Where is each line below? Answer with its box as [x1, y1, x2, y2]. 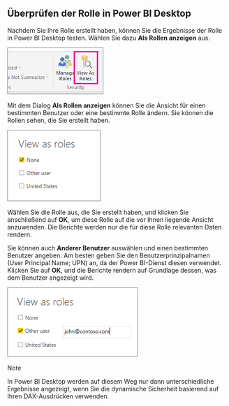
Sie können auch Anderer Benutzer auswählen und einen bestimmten [7, 243, 209, 252]
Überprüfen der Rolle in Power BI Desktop [7, 8, 192, 20]
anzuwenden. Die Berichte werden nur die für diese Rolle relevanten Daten [7, 223, 222, 231]
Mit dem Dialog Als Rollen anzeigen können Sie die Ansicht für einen [7, 101, 206, 110]
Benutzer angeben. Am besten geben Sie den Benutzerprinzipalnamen [7, 251, 211, 260]
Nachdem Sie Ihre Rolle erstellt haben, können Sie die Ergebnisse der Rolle [7, 26, 223, 34]
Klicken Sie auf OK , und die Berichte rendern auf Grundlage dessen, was [7, 266, 217, 274]
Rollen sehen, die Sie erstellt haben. [7, 116, 110, 124]
